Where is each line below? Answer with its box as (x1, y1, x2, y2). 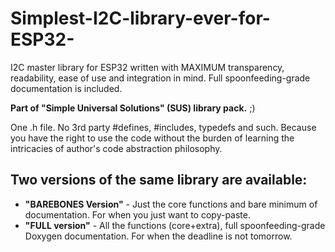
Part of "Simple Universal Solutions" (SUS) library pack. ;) (10, 102, 256, 114)
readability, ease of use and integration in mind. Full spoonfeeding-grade (10, 72, 311, 84)
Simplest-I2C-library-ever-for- (10, 7, 271, 30)
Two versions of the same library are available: (10, 172, 308, 189)
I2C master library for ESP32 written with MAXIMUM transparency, (10, 61, 285, 73)
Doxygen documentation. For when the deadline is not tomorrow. (24, 230, 293, 242)
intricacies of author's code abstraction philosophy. (10, 142, 223, 154)
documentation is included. (10, 82, 123, 94)
